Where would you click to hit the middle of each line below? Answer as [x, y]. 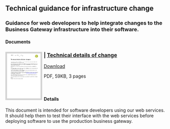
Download [55, 66]
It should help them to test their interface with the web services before [80, 116]
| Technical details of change [80, 55]
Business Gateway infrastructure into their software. [72, 29]
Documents [18, 42]
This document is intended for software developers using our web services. [85, 110]
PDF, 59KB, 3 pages [65, 76]
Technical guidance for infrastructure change [79, 8]
